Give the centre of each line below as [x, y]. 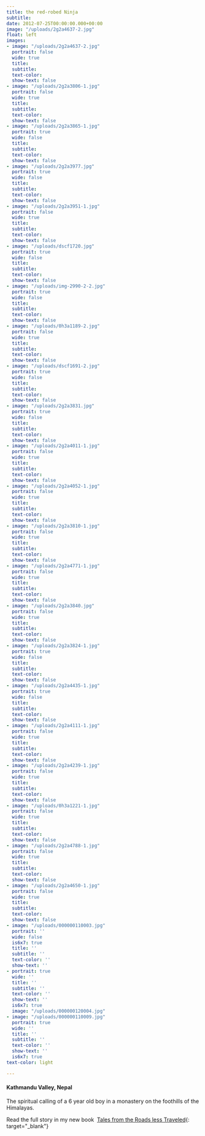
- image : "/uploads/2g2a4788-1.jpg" [53, 846]
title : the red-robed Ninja [42, 12]
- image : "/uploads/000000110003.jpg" [56, 925]
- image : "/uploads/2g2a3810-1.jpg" [53, 526]
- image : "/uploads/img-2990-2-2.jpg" [56, 286]
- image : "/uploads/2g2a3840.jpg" [51, 605]
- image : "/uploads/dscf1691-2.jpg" [53, 366]
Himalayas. [21, 1107]
